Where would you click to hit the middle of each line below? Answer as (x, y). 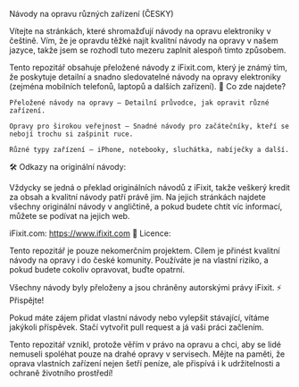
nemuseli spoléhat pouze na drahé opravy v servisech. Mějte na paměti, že (147, 354)
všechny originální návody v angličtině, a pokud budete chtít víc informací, (146, 206)
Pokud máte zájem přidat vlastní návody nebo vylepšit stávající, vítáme (139, 318)
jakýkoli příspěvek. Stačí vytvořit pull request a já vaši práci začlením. (137, 327)
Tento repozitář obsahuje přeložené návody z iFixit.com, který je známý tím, (149, 67)
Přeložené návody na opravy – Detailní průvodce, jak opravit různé (139, 103)
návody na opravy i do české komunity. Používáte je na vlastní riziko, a (139, 260)
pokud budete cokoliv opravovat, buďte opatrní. (97, 269)
